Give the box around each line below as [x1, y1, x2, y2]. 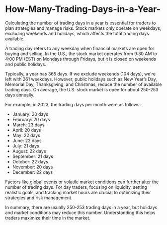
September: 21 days [12, 153, 54, 159]
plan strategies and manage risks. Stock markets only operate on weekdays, [5, 25, 162, 31]
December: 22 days [12, 169, 53, 175]
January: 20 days [12, 111, 49, 117]
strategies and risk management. [5, 195, 73, 201]
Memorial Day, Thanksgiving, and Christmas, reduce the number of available [5, 81, 162, 87]
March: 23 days [12, 122, 45, 128]
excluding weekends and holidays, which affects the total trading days [5, 30, 149, 36]
